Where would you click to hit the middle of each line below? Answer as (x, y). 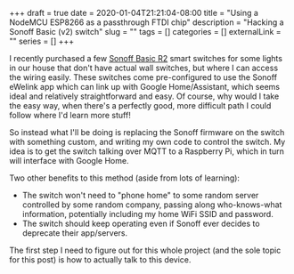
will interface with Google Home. (69, 161)
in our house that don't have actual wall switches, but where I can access (144, 68)
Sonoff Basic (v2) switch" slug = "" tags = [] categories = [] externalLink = (146, 32)
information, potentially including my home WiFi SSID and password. (147, 214)
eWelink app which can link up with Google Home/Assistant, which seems (145, 87)
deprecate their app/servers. (75, 233)
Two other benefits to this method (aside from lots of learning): (125, 178)
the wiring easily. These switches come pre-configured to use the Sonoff (143, 77)
